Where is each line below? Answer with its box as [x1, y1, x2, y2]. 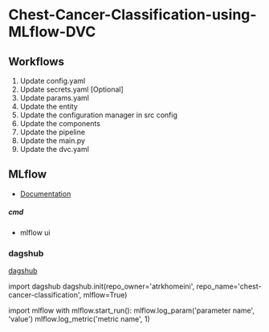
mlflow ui [19, 227, 51, 237]
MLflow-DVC [8, 23, 96, 41]
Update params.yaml [19, 93, 90, 102]
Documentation [19, 189, 71, 199]
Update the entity [19, 102, 78, 111]
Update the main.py [19, 136, 86, 146]
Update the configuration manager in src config [19, 110, 178, 120]
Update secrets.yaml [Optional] [19, 84, 124, 94]
